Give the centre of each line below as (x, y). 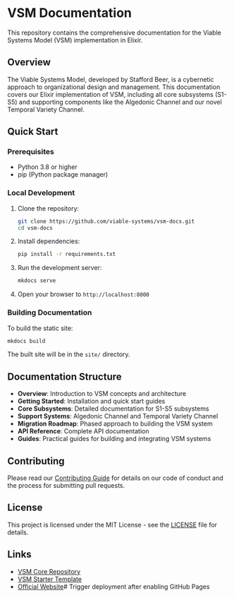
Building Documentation (50, 312)
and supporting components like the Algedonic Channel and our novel (120, 102)
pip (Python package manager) (63, 175)
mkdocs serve (37, 281)
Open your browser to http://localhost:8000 (84, 294)
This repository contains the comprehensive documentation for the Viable (115, 33)
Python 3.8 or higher (47, 167)
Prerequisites (31, 152)
